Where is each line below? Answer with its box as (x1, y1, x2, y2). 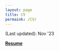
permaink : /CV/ (5, 17, 37, 22)
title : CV (5, 12, 26, 17)
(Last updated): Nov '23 (5, 31, 54, 37)
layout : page (5, 7, 32, 13)
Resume (5, 40, 23, 46)
